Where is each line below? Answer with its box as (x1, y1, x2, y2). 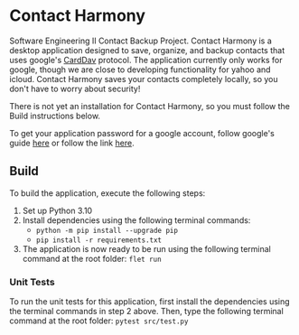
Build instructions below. (9, 110, 101, 121)
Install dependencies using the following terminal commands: (22, 214, 251, 226)
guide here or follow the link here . (9, 137, 135, 148)
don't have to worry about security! (9, 83, 141, 94)
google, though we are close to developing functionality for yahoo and (9, 64, 271, 75)
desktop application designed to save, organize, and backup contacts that (9, 44, 285, 55)
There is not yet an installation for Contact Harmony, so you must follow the (9, 100, 291, 111)
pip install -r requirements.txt (35, 236, 163, 245)
